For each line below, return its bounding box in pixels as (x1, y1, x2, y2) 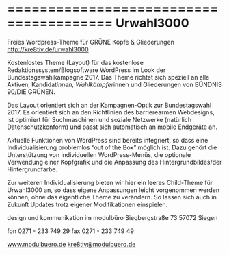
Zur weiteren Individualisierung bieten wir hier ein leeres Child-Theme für (7, 178, 213, 186)
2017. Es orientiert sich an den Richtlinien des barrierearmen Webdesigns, (7, 108, 215, 117)
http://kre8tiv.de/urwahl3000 (7, 45, 89, 53)
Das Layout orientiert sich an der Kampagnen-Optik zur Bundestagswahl (7, 101, 212, 109)
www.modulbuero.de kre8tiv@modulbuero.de (7, 240, 136, 248)
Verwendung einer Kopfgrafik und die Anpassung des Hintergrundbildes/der (7, 158, 222, 166)
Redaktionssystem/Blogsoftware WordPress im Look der (7, 66, 166, 74)
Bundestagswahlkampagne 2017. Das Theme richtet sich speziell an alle (7, 73, 210, 81)
